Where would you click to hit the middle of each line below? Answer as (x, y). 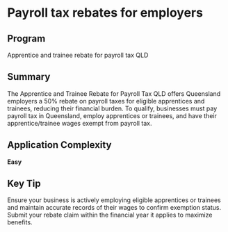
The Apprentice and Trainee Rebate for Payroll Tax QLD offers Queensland (114, 93)
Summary (29, 77)
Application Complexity (59, 145)
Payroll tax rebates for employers (105, 13)
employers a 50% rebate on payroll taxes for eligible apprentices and (106, 101)
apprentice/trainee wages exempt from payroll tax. (80, 123)
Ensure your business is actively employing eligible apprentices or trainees (114, 200)
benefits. (20, 222)
